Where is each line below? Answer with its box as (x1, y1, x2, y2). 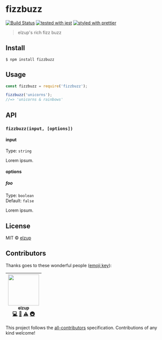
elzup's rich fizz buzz (17, 29, 62, 35)
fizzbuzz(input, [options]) (5, 125, 73, 131)
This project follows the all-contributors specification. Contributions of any (5, 325, 158, 331)
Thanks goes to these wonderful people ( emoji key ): (5, 262, 112, 268)
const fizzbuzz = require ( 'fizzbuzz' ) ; (5, 83, 88, 89)
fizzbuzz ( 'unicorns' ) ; (5, 93, 52, 98)
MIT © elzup (5, 235, 32, 241)
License (5, 222, 31, 230)
